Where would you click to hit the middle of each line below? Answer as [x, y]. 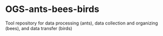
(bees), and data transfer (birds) [39, 28]
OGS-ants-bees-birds [52, 9]
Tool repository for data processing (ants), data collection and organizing [82, 23]
